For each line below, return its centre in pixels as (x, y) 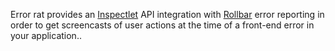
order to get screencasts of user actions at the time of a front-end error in (162, 25)
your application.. (46, 35)
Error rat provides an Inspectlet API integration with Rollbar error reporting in (167, 14)
